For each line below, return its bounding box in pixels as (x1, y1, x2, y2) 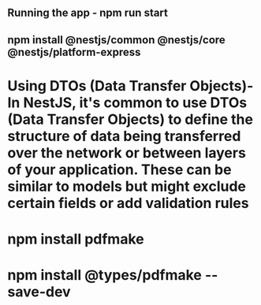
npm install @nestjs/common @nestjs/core (7, 33, 226, 46)
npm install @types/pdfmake (7, 266, 203, 285)
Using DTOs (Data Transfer (7, 76, 187, 95)
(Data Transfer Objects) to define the (7, 110, 254, 128)
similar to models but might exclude (7, 177, 246, 195)
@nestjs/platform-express (7, 45, 141, 58)
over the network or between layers (7, 143, 246, 162)
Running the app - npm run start (7, 6, 169, 20)
